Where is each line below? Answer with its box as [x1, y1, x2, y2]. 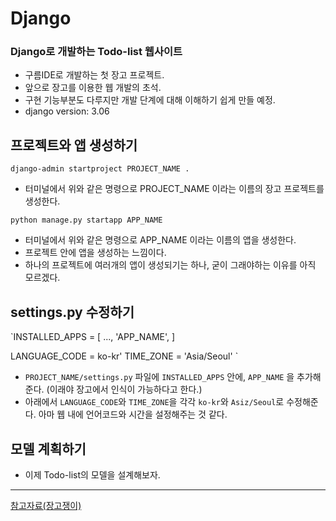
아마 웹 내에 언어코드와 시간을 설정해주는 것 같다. [38, 408, 228, 421]
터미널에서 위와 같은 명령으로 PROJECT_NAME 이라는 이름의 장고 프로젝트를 [24, 183, 325, 195]
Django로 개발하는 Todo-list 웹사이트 [10, 45, 183, 59]
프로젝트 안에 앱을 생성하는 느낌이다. [24, 247, 167, 259]
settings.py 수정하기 [10, 303, 135, 321]
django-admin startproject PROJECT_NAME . [10, 164, 190, 174]
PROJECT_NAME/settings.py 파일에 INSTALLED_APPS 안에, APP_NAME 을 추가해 [24, 371, 322, 383]
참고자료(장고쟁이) [10, 499, 82, 511]
